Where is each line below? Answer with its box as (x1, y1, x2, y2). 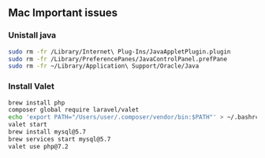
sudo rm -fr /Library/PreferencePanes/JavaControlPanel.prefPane (8, 55, 227, 63)
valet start (8, 121, 47, 129)
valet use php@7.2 (8, 142, 69, 150)
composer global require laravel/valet (8, 106, 140, 114)
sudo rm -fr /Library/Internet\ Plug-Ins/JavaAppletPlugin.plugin (8, 47, 231, 56)
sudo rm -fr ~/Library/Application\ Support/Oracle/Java (8, 62, 200, 70)
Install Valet (8, 81, 55, 92)
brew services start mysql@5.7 (8, 135, 111, 143)
